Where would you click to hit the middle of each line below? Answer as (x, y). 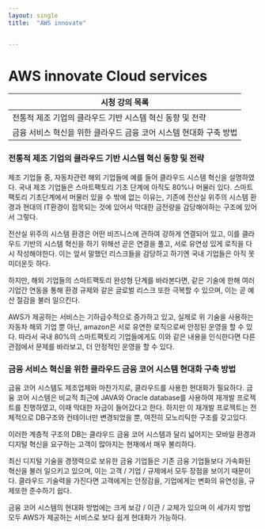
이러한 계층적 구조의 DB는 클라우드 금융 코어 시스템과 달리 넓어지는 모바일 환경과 (132, 434)
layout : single (33, 15)
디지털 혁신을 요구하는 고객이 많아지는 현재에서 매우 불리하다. (102, 444)
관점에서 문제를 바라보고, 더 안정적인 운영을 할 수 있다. (91, 346)
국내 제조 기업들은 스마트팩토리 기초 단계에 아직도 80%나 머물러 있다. (125, 187)
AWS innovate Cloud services (108, 76)
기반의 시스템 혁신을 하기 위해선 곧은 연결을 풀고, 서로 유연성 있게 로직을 (133, 243)
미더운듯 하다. (30, 263)
